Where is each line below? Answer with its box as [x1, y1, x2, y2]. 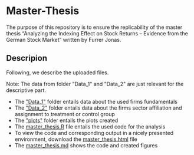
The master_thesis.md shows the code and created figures [14, 141, 158, 149]
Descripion [6, 53, 48, 63]
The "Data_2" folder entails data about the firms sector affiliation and [14, 104, 182, 111]
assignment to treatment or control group [14, 110, 115, 117]
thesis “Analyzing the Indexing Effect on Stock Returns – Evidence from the [6, 29, 189, 37]
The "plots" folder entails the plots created [14, 117, 119, 124]
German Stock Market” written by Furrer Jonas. [6, 36, 121, 43]
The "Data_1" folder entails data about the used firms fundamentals [14, 98, 178, 105]
